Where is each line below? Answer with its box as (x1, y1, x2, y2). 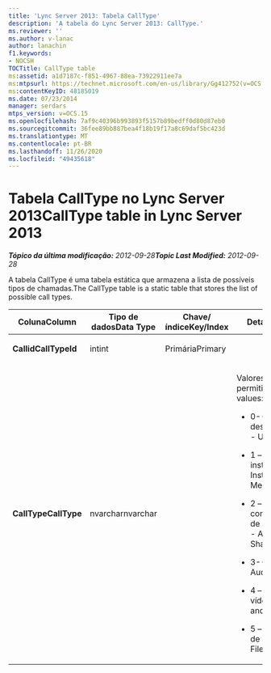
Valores (236, 373, 265, 384)
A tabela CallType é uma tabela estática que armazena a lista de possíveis (8, 275, 255, 285)
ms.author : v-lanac (8, 34, 74, 43)
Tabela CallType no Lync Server (8, 189, 225, 208)
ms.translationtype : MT (8, 132, 89, 140)
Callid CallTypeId (12, 343, 77, 354)
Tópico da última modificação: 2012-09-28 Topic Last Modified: (8, 251, 226, 260)
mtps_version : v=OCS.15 (8, 110, 89, 118)
